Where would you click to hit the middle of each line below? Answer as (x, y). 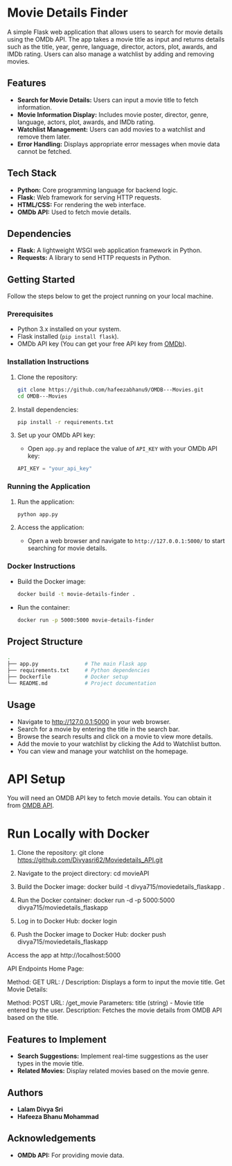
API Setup (36, 779)
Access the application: (51, 527)
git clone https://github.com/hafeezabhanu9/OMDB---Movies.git (110, 389)
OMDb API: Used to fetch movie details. (74, 212)
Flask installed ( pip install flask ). (68, 337)
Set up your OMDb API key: (56, 435)
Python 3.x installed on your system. (69, 329)
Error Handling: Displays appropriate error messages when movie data (118, 144)
